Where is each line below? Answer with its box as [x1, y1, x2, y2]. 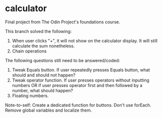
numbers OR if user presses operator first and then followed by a [12, 82, 143, 88]
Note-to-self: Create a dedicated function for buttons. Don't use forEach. [5, 102, 152, 108]
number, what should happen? [12, 87, 73, 93]
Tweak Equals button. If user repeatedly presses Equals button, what [12, 67, 150, 73]
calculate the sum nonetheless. [12, 43, 75, 49]
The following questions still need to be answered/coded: [5, 57, 120, 63]
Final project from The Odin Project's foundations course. [5, 19, 120, 25]
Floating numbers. [12, 93, 49, 99]
